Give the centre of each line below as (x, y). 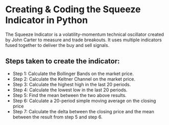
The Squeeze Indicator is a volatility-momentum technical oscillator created (85, 34)
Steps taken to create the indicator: (63, 61)
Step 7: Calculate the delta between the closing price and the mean (83, 111)
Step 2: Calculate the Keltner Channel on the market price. (74, 79)
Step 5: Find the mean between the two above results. (69, 95)
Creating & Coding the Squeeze (73, 9)
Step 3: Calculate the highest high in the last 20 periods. (72, 84)
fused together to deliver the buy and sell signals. (57, 45)
